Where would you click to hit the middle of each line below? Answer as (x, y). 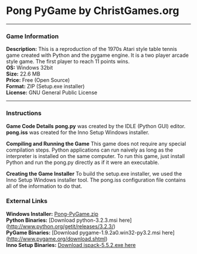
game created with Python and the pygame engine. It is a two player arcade (97, 55)
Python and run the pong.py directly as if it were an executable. (83, 162)
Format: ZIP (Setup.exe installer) (45, 87)
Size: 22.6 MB (23, 74)
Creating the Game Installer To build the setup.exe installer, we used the (94, 173)
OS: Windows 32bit (30, 68)
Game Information (33, 36)
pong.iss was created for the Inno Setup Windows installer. (78, 132)
